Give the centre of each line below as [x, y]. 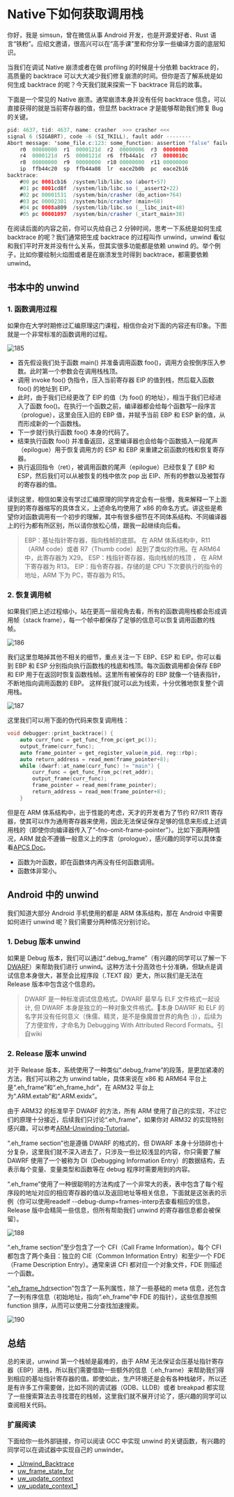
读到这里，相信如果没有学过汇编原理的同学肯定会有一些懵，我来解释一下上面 [117, 499]
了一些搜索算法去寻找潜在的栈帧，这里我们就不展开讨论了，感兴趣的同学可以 [117, 1396]
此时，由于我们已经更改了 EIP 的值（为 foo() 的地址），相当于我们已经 [116, 397]
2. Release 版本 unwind [47, 1053]
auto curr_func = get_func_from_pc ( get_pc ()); [88, 740]
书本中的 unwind [43, 287]
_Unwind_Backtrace [46, 1464]
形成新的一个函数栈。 [54, 423]
